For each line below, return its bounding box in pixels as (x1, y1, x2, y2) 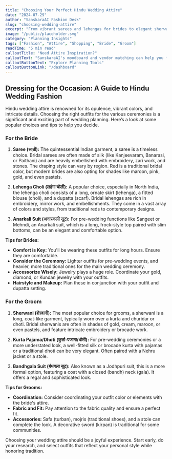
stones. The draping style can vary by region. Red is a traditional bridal (12, 163, 162, 169)
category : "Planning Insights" (5, 36, 72, 42)
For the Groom (5, 298, 42, 305)
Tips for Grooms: (5, 384, 42, 390)
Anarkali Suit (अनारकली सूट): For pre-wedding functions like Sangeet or (12, 216, 160, 222)
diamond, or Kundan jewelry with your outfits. (12, 274, 109, 280)
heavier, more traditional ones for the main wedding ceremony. (12, 263, 145, 270)
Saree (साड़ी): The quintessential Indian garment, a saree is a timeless (12, 146, 158, 152)
